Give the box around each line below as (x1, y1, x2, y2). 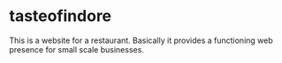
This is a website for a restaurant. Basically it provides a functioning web (9, 35, 274, 45)
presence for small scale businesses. (9, 44, 144, 54)
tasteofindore (9, 6, 112, 26)
